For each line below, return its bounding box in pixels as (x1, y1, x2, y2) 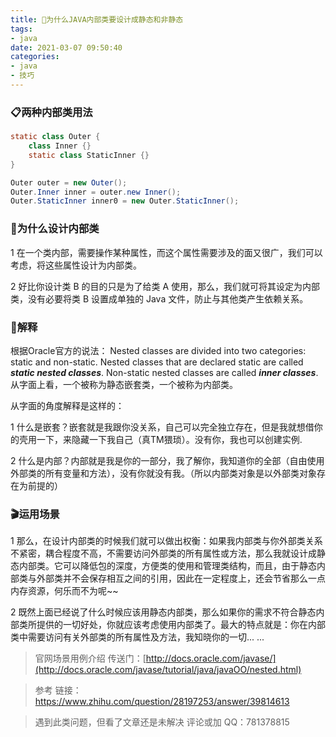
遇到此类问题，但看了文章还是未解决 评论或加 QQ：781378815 (34, 716, 290, 728)
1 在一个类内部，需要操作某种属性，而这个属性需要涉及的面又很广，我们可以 (10, 246, 323, 258)
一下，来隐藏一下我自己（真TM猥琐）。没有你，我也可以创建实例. (36, 433, 303, 445)
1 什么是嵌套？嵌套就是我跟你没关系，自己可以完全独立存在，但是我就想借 (10, 421, 315, 433)
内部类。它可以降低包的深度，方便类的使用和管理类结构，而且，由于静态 (18, 560, 317, 572)
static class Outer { (10, 132, 101, 142)
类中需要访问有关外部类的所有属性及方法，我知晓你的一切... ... (10, 631, 265, 643)
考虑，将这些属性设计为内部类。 (10, 259, 142, 271)
